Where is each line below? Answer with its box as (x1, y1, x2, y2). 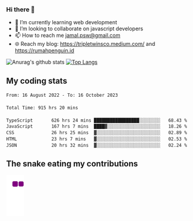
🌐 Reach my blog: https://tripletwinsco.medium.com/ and (14, 40, 156, 48)
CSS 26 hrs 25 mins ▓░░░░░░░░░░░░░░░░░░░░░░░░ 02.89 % (6, 130, 187, 136)
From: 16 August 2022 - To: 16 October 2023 (6, 92, 118, 99)
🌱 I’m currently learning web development (14, 19, 118, 26)
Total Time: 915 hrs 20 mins (6, 105, 78, 110)
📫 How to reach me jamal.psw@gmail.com (14, 32, 121, 39)
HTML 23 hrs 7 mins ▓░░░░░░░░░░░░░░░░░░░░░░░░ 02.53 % (6, 136, 187, 142)
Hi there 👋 (6, 5, 36, 14)
